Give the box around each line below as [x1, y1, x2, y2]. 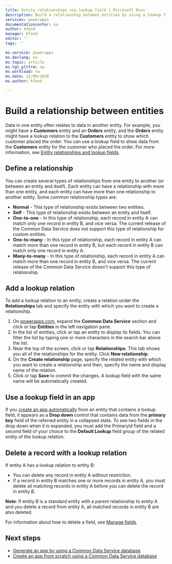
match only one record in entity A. [12, 247, 84, 253]
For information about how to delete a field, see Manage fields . [5, 519, 138, 525]
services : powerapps [5, 17, 50, 22]
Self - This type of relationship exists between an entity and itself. [12, 209, 152, 215]
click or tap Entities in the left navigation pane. [12, 323, 112, 330]
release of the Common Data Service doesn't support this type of [12, 264, 151, 270]
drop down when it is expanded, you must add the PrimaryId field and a [5, 423, 156, 429]
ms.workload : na [5, 69, 40, 74]
